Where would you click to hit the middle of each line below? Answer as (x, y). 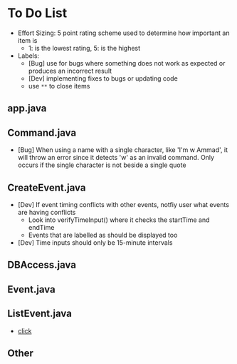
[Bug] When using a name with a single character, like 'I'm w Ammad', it (122, 150)
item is (27, 40)
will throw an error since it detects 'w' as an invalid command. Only (116, 158)
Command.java (42, 132)
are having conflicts (47, 212)
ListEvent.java (40, 314)
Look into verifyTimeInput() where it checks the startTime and (119, 220)
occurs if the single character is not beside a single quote (102, 165)
